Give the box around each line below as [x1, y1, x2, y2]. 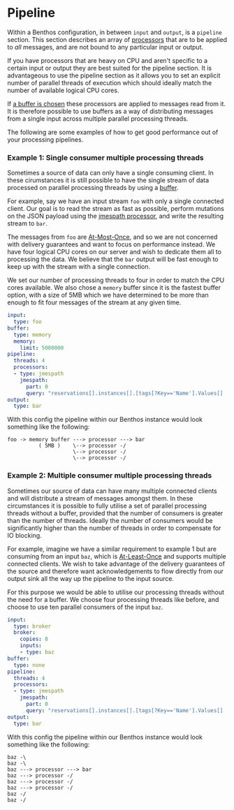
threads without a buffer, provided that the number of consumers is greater [7, 508, 224, 517]
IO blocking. [7, 531, 42, 539]
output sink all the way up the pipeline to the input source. [7, 574, 175, 582]
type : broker [13, 623, 52, 630]
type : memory [13, 331, 52, 338]
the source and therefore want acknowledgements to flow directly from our [7, 567, 224, 575]
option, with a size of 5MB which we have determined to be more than [7, 291, 209, 300]
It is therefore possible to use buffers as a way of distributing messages [7, 107, 214, 115]
